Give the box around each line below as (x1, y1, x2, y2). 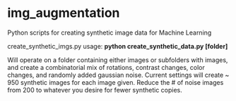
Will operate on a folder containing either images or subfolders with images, (7, 55, 228, 64)
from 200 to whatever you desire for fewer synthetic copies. (7, 85, 182, 94)
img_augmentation (7, 5, 120, 21)
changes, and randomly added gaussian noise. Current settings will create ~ (7, 71, 230, 79)
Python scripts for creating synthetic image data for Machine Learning (7, 28, 212, 37)
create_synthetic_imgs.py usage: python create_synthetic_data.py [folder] (7, 42, 228, 50)
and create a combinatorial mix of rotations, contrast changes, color (7, 63, 205, 71)
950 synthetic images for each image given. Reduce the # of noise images (7, 78, 224, 86)
